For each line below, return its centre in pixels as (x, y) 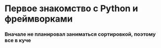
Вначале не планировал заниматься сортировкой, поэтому (80, 34)
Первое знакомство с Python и (71, 9)
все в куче (18, 41)
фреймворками (39, 19)
